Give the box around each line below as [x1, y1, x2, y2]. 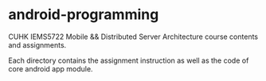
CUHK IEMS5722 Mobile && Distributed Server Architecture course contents [8, 32, 259, 41]
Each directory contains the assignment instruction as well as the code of [8, 56, 249, 65]
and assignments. [8, 40, 67, 49]
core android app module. [8, 64, 93, 73]
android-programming [8, 6, 159, 24]
